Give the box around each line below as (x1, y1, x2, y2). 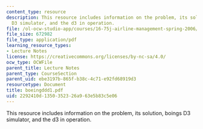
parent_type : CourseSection (6, 71, 77, 77)
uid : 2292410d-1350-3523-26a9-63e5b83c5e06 (6, 93, 118, 99)
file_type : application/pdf (6, 37, 77, 43)
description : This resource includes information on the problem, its (6, 14, 188, 20)
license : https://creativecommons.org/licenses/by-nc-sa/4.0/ (6, 54, 166, 60)
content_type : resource (6, 8, 66, 15)
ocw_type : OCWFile (6, 59, 53, 65)
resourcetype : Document (6, 82, 66, 88)
